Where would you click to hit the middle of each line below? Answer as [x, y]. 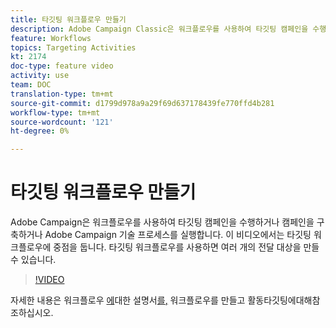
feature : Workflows [51, 38]
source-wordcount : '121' [62, 122]
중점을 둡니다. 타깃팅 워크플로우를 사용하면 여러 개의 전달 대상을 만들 [186, 247]
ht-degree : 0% [40, 131]
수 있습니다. [33, 260]
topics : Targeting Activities [73, 47]
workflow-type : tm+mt [55, 112]
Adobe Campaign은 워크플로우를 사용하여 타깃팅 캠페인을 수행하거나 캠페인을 [162, 222]
